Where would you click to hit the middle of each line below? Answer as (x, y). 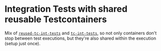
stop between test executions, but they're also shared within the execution (80, 38)
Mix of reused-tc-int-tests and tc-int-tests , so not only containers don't (81, 33)
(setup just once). (22, 43)
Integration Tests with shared (66, 9)
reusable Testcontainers (56, 19)
